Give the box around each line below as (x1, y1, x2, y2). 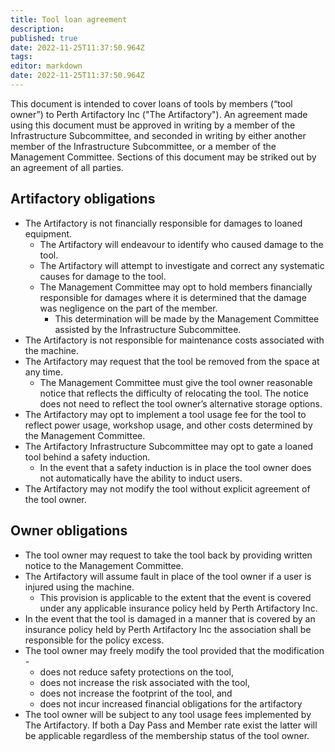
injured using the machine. (24, 581, 135, 593)
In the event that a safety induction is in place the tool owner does (39, 461, 312, 473)
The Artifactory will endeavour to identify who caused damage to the (39, 238, 324, 250)
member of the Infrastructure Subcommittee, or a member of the (10, 140, 277, 152)
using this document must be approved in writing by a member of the (10, 119, 296, 131)
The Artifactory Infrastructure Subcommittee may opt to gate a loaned (24, 440, 314, 452)
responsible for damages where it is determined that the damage (39, 291, 307, 303)
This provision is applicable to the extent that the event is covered (39, 591, 312, 603)
